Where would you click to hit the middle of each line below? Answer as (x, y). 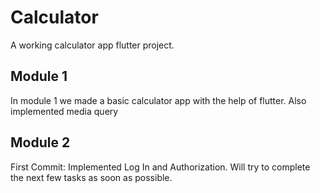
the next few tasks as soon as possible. (91, 177)
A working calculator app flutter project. (92, 45)
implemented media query (64, 111)
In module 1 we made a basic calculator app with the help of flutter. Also (158, 100)
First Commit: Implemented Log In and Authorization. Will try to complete (160, 167)
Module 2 (40, 142)
